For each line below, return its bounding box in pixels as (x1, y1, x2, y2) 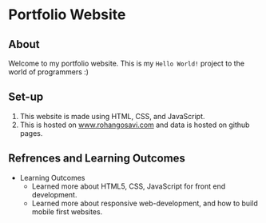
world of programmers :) (8, 67, 89, 77)
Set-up (8, 90, 44, 104)
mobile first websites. (31, 206, 103, 217)
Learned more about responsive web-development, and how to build (31, 198, 258, 208)
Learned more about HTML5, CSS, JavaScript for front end (31, 181, 226, 191)
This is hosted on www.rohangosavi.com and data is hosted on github (19, 120, 250, 129)
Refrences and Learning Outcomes (8, 152, 186, 165)
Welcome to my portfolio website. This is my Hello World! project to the (8, 58, 245, 68)
